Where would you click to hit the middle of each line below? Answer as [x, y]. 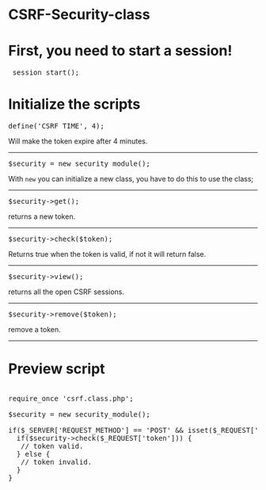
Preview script [57, 369]
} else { [33, 454]
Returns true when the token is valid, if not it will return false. [107, 255]
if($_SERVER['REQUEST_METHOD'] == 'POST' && [96, 430]
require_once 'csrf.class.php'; [71, 398]
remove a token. [34, 330]
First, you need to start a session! [120, 51]
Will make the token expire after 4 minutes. [78, 141]
